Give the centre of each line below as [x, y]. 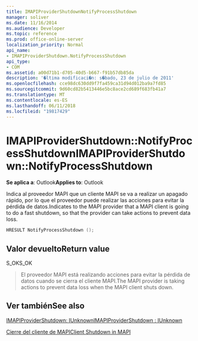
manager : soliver [28, 17]
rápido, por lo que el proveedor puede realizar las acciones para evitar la [95, 201]
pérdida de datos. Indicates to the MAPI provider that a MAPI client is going [98, 207]
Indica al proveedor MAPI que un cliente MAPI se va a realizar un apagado [97, 194]
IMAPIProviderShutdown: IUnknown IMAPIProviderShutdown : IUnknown [94, 320]
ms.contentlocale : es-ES [37, 100]
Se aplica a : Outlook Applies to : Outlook [55, 183]
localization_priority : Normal [45, 45]
